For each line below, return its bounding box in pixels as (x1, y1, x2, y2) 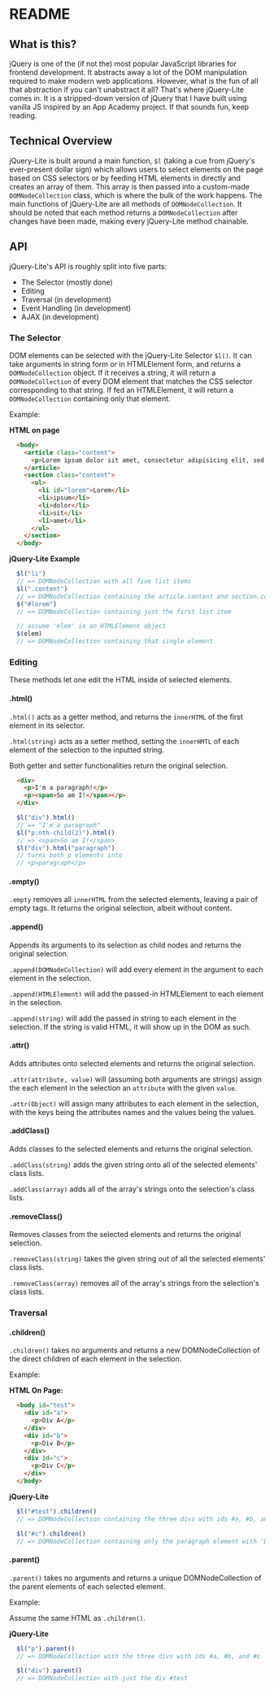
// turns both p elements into (16, 852, 123, 860)
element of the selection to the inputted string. (9, 745, 165, 755)
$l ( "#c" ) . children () (16, 1530, 86, 1538)
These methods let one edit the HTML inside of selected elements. (9, 675, 233, 685)
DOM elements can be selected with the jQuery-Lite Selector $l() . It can (9, 351, 253, 360)
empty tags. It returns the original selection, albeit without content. (9, 904, 233, 913)
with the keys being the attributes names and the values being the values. (9, 1107, 256, 1117)
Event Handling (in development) (20, 303, 132, 313)
